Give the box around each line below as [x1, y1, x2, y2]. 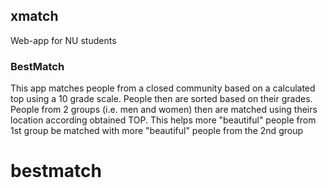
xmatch [10, 8, 59, 25]
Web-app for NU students [10, 34, 117, 46]
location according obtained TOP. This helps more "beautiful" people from [10, 114, 317, 126]
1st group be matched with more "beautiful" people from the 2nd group [10, 125, 304, 137]
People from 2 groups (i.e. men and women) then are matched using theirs [10, 104, 318, 116]
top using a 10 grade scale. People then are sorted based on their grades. [10, 93, 313, 105]
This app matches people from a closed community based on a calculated [10, 82, 316, 94]
